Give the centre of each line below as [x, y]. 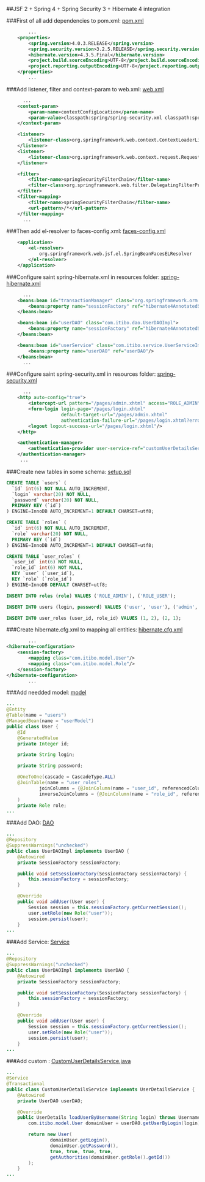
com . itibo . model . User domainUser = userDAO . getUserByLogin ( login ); [116, 1123]
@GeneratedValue [38, 738]
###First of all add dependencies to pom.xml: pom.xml [75, 21]
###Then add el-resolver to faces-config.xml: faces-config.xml [86, 231]
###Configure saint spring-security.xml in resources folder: [81, 374]
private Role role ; [42, 806]
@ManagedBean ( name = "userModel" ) [50, 721]
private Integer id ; [43, 744]
